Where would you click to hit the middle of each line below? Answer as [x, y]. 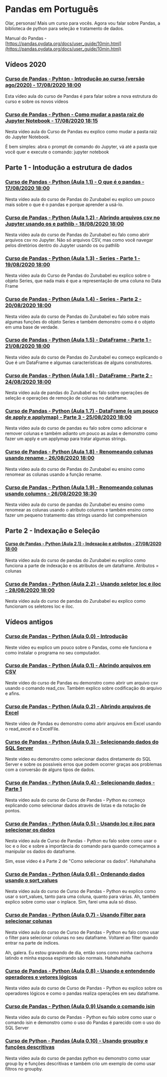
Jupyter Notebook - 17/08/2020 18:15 [52, 120]
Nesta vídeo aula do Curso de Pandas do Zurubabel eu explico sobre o [78, 276]
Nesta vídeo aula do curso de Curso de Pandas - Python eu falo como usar [82, 932]
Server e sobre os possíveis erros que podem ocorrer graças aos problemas [83, 764]
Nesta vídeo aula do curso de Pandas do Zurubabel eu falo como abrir [77, 235]
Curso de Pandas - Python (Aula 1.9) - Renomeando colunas [79, 487]
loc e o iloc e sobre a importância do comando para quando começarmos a [83, 846]
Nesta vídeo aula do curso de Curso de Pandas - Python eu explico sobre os [84, 988]
